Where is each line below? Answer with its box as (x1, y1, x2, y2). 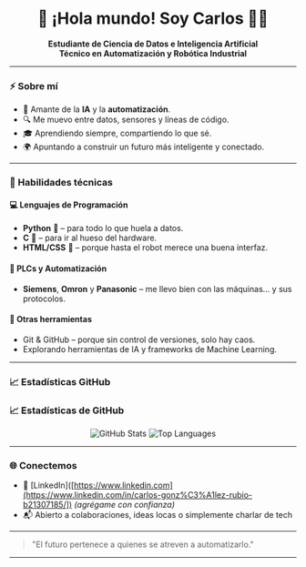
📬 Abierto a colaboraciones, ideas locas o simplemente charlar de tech (22, 510, 293, 521)
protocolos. (22, 293, 66, 304)
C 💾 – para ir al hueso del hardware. (22, 232, 158, 244)
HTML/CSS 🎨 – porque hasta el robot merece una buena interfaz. (22, 242, 269, 253)
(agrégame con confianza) (74, 500, 176, 511)
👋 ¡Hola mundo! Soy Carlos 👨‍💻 (37, 8, 269, 29)
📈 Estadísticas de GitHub (9, 404, 125, 417)
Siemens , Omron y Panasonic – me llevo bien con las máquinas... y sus (22, 283, 292, 294)
